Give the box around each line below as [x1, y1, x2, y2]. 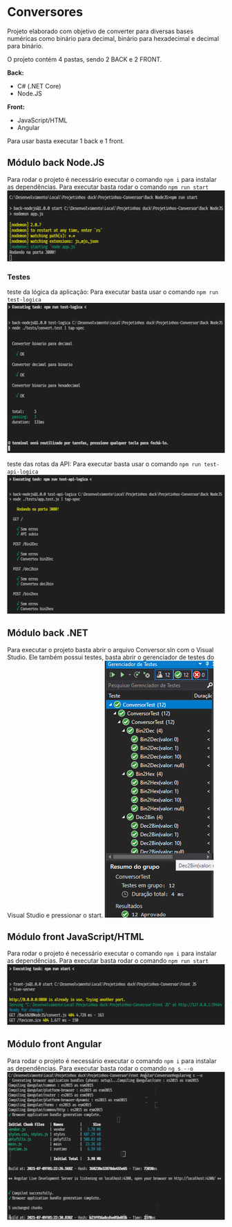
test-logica [7, 297, 41, 304]
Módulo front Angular [7, 1038, 102, 1050]
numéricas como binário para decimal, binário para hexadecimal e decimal [7, 34, 220, 42]
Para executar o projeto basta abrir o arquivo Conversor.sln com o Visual [7, 645, 214, 654]
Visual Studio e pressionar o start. [7, 911, 104, 919]
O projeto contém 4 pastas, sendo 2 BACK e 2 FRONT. [7, 55, 162, 63]
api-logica [7, 468, 39, 475]
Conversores [7, 4, 84, 20]
